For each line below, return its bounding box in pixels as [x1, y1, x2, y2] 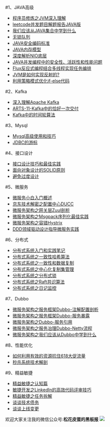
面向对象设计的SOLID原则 [12, 167, 65, 173]
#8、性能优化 [5, 342, 33, 348]
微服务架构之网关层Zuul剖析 [12, 207, 70, 213]
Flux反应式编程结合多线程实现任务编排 [12, 65, 91, 71]
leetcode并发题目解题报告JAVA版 [12, 22, 81, 27]
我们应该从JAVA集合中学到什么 [12, 28, 76, 34]
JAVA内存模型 [12, 47, 41, 52]
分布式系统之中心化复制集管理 [12, 266, 74, 272]
